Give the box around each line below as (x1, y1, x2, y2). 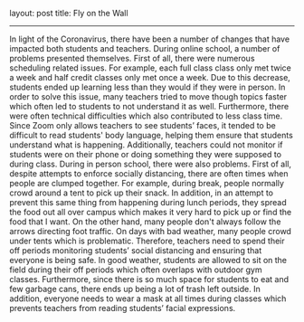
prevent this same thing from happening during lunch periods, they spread (9, 197, 287, 207)
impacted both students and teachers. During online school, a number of (9, 43, 280, 53)
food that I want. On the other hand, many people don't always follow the (9, 216, 281, 227)
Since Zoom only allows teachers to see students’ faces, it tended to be (9, 120, 276, 130)
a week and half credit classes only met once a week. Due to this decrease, (9, 72, 291, 82)
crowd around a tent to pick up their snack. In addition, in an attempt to (9, 187, 274, 198)
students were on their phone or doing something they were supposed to (9, 149, 282, 159)
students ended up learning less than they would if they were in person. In (9, 81, 286, 92)
